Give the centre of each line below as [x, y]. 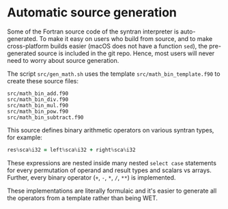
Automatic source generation [92, 13]
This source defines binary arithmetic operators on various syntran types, [111, 130]
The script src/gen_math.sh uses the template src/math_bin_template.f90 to [114, 74]
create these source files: [43, 81]
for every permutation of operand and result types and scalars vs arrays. [109, 170]
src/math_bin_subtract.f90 [45, 117]
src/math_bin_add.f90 [38, 94]
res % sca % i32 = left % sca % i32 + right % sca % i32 [71, 150]
